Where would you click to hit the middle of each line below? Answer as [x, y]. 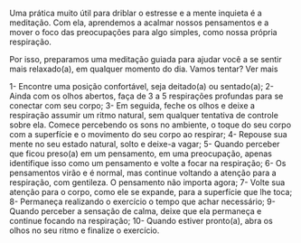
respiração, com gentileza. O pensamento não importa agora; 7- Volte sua [147, 182]
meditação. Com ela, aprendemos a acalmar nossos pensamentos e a [139, 23]
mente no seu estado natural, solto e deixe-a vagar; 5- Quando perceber [145, 144]
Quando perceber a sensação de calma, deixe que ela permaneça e [136, 211]
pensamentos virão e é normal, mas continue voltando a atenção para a [143, 173]
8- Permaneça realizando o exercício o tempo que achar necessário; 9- [142, 201]
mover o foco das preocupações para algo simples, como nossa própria [143, 32]
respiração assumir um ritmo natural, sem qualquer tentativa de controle [144, 115]
